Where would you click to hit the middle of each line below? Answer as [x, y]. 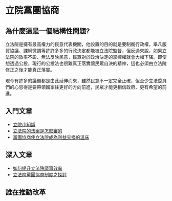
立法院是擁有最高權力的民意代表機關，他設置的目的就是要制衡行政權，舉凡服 [86, 44]
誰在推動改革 [26, 192]
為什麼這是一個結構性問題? [48, 31]
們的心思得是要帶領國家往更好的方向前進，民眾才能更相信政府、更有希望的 [84, 87]
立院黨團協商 [33, 10]
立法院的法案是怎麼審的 [37, 130]
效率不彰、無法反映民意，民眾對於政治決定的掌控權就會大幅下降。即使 [93, 57]
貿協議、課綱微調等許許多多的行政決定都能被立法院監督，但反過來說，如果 [84, 51]
